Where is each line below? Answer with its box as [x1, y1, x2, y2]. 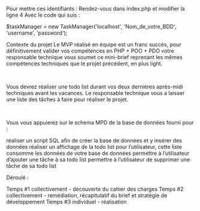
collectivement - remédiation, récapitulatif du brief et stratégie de [6, 192, 168, 199]
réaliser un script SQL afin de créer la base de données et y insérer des [6, 137, 183, 144]
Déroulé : [6, 174, 29, 181]
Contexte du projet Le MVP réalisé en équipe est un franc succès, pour [6, 41, 181, 48]
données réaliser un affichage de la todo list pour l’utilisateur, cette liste [6, 143, 183, 150]
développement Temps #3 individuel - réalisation [6, 198, 127, 205]
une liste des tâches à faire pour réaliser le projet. [6, 96, 129, 103]
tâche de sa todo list [6, 163, 57, 169]
